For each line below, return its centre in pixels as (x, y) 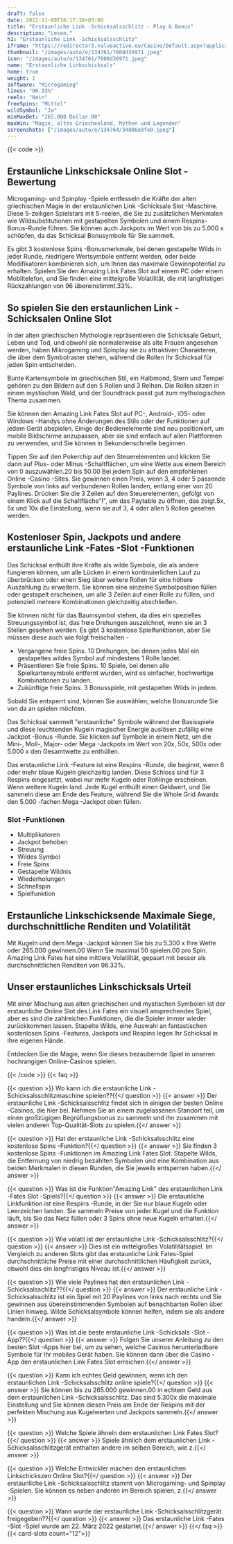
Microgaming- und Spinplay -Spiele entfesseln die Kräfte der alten (102, 199)
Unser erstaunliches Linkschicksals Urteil (99, 987)
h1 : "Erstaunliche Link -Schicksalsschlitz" (72, 40)
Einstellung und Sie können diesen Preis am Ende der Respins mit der (106, 1405)
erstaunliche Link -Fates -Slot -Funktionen (101, 548)
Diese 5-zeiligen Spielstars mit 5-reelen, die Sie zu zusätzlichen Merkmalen (115, 214)
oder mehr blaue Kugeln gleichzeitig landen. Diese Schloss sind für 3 (106, 772)
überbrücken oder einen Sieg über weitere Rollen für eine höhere (100, 579)
